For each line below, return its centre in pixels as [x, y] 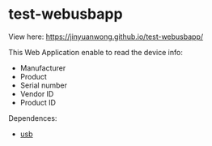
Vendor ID [37, 93]
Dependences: [33, 118]
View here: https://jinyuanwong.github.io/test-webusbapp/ [106, 36]
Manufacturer [43, 68]
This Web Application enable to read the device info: [96, 52]
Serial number [43, 85]
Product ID [38, 102]
